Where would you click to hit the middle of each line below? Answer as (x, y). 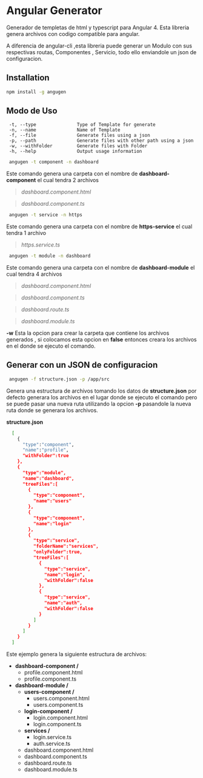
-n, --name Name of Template (65, 130)
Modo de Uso (32, 111)
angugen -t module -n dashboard (50, 256)
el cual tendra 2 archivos (68, 180)
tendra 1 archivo (26, 233)
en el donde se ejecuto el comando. (51, 346)
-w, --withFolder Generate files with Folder (78, 146)
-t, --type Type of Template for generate (82, 125)
